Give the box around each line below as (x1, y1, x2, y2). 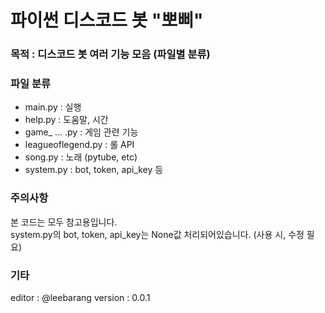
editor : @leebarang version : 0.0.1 (10, 292, 151, 303)
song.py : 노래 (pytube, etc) (24, 151, 138, 163)
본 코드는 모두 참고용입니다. (10, 216, 118, 228)
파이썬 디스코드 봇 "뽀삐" (10, 9, 204, 32)
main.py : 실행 (24, 101, 82, 113)
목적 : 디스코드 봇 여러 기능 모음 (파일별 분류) (10, 47, 211, 61)
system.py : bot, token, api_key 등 (24, 164, 164, 176)
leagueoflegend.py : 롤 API (24, 139, 135, 151)
